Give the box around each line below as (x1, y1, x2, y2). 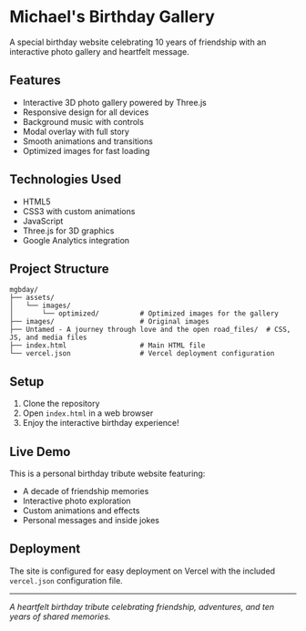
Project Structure (9, 261, 109, 276)
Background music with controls (22, 116, 144, 127)
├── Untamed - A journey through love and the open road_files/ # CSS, (9, 326, 291, 335)
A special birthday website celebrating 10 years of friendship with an (9, 36, 267, 47)
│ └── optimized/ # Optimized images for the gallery (9, 309, 280, 318)
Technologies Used (9, 171, 121, 188)
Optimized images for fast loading (22, 145, 150, 156)
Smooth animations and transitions (22, 135, 153, 147)
